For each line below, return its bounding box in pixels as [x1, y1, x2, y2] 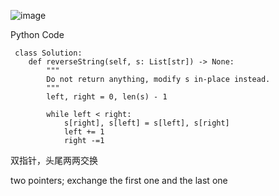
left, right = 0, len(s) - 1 [46, 92, 168, 102]
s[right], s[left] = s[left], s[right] [63, 118, 230, 128]
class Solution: [14, 48, 83, 58]
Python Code [10, 29, 65, 40]
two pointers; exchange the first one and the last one [10, 175, 228, 186]
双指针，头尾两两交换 [10, 155, 98, 166]
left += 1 [63, 127, 105, 137]
